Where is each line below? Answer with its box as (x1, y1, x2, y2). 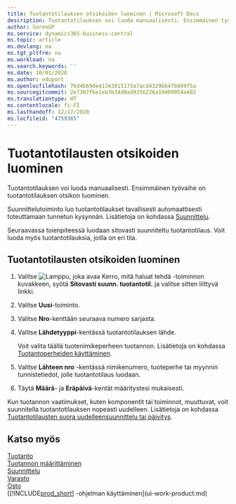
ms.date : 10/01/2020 (7, 69, 68, 76)
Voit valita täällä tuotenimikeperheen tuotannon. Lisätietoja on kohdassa (17, 342, 226, 351)
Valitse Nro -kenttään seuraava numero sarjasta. (17, 315, 156, 323)
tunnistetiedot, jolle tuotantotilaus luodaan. (17, 370, 141, 379)
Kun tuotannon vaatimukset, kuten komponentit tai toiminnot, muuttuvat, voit (7, 398, 228, 406)
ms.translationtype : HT (7, 96, 77, 103)
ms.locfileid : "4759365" (7, 115, 80, 122)
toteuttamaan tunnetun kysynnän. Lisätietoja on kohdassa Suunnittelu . (7, 212, 211, 220)
